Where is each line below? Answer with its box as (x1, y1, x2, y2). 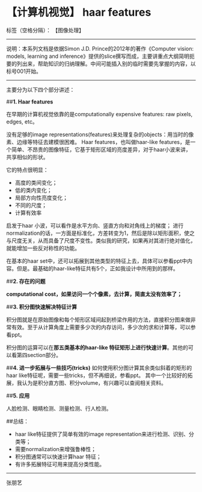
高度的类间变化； (14, 179, 58, 186)
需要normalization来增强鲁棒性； (14, 445, 97, 452)
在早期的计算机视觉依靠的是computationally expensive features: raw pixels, (6, 110, 193, 117)
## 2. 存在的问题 (6, 278, 46, 285)
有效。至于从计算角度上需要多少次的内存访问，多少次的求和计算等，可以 (11, 323, 191, 331)
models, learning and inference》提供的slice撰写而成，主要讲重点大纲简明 (6, 52, 189, 60)
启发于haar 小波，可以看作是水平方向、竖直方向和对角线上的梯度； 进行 (6, 222, 184, 229)
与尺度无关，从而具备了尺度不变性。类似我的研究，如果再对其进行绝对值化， (6, 237, 196, 244)
